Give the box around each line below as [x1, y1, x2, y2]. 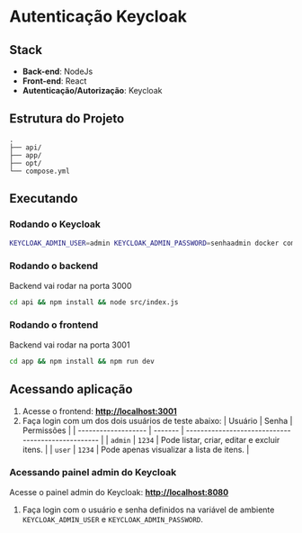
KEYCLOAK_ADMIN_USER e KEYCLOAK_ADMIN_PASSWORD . [22, 513, 204, 524]
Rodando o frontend [9, 319, 99, 331]
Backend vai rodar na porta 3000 [9, 280, 132, 291]
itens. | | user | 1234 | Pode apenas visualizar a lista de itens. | [22, 444, 250, 455]
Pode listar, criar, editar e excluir [160, 434, 280, 445]
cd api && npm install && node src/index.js [9, 297, 179, 307]
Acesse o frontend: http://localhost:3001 [22, 405, 177, 416]
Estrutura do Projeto [9, 111, 125, 127]
